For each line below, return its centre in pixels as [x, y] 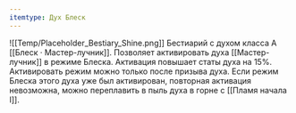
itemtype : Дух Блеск [48, 17]
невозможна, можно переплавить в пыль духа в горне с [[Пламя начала [148, 90]
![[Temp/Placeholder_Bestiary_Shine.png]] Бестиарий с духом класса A [143, 43]
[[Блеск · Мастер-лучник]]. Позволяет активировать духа [119, 52]
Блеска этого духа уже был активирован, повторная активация [131, 80]
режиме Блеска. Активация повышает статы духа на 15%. [161, 61]
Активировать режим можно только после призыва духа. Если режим [144, 71]
